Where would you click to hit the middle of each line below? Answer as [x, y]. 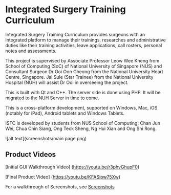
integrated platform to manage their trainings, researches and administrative [86, 40]
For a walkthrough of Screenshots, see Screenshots [60, 187]
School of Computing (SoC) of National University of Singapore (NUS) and [84, 66]
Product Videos [31, 155]
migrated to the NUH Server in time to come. [52, 98]
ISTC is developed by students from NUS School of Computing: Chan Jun [83, 123]
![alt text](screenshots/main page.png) [46, 138]
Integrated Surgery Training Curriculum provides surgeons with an [75, 34]
